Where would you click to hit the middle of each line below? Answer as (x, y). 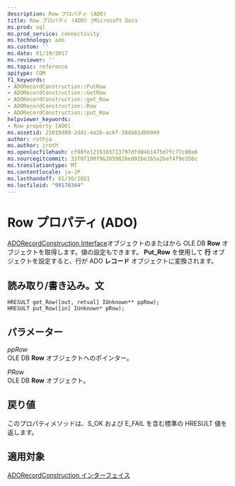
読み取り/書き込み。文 (56, 285)
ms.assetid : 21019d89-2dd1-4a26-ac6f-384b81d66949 (84, 132)
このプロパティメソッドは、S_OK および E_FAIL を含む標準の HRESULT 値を (117, 423)
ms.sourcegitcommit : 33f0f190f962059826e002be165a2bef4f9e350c (103, 159)
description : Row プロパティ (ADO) (57, 14)
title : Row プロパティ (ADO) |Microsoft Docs (73, 21)
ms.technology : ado (36, 40)
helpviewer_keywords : (39, 119)
